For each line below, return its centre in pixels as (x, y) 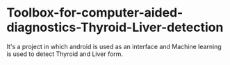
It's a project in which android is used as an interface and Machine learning (114, 46)
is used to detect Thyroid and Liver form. (65, 54)
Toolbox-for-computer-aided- (95, 13)
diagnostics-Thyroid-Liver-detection (115, 27)
